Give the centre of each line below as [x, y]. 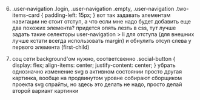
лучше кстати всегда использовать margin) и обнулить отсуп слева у [102, 41]
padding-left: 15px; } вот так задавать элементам [108, 15]
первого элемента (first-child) [51, 47]
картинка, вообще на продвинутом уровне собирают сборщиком [97, 78]
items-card [26, 15]
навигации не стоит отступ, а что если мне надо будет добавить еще [102, 21]
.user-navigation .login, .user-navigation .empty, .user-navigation [93, 9]
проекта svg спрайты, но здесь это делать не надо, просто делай [97, 84]
